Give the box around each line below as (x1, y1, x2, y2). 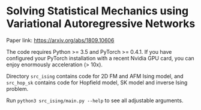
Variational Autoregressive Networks (6, 17, 196, 30)
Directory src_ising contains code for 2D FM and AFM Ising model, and (6, 72, 184, 80)
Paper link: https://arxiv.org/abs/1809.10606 (6, 36, 115, 44)
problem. (6, 85, 29, 92)
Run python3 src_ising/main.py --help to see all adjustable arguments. (6, 97, 184, 104)
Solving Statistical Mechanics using (6, 4, 189, 18)
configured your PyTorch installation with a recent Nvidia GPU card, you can (6, 54, 195, 62)
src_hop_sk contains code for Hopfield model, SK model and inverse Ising (6, 79, 188, 86)
